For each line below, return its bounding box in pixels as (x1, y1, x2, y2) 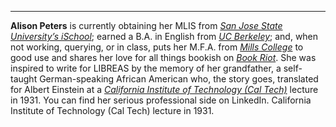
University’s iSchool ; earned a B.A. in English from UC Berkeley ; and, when (10, 31, 319, 42)
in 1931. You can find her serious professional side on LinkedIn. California (10, 94, 312, 106)
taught (10, 73, 38, 85)
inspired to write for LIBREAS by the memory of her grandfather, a (10, 62, 282, 74)
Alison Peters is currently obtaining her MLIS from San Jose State (10, 20, 283, 31)
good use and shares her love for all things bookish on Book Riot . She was (10, 52, 317, 63)
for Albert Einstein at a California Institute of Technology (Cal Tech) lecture (10, 84, 319, 95)
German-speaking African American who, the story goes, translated (39, 73, 319, 85)
